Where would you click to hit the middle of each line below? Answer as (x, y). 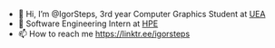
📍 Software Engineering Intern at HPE (88, 24)
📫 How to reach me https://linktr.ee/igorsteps (104, 34)
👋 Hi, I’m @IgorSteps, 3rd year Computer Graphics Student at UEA (142, 14)
